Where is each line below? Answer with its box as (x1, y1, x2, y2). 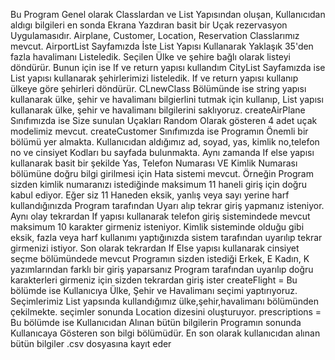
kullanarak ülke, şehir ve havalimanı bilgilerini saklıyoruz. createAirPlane (10, 104, 306, 116)
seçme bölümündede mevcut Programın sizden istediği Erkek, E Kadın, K (10, 253, 310, 264)
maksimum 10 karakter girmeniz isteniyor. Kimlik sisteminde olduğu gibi (10, 221, 305, 233)
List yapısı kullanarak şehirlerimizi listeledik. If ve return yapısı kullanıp (10, 72, 299, 84)
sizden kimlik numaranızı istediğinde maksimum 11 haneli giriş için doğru (10, 179, 307, 190)
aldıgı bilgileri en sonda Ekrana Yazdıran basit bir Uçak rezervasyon (10, 19, 288, 31)
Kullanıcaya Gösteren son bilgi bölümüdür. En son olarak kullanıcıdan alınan (10, 327, 321, 339)
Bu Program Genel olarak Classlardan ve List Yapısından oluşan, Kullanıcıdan (10, 9, 326, 20)
